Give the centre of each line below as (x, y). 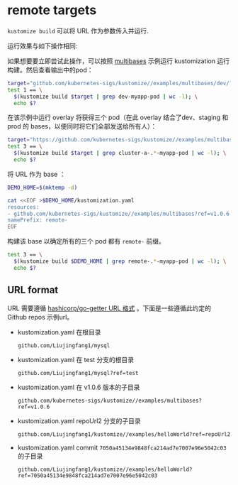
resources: (23, 207)
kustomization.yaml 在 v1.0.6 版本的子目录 (79, 387)
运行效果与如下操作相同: (42, 45)
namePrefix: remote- (38, 220)
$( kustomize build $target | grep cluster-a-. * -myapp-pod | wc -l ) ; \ (120, 153)
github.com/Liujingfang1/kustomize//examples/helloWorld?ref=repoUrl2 (124, 434)
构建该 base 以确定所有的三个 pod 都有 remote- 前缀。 (86, 241)
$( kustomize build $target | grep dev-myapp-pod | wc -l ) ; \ (106, 97)
